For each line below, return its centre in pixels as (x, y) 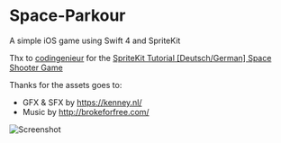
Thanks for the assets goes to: (66, 85)
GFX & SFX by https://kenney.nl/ (82, 102)
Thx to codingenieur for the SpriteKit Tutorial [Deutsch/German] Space (140, 58)
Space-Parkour (68, 16)
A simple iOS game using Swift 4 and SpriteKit (95, 40)
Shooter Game (36, 67)
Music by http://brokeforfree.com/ (86, 112)
